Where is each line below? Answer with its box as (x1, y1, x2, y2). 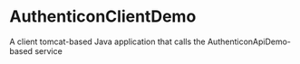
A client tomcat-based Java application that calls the (9, 36, 206, 47)
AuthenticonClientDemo (9, 6, 197, 27)
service (34, 45, 63, 56)
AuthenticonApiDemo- (207, 36, 292, 47)
